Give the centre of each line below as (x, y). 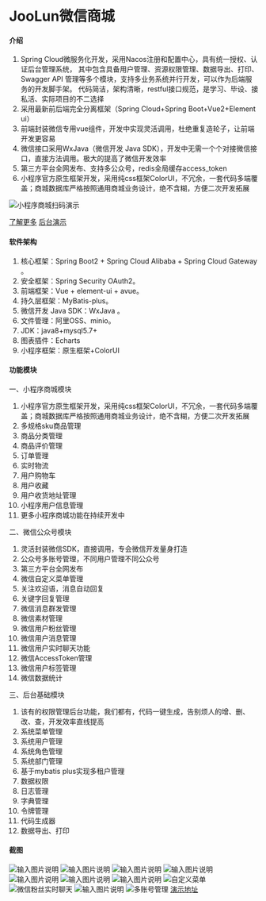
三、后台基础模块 (37, 695)
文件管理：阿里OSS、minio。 (68, 320)
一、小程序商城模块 (40, 389)
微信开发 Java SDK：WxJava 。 (72, 310)
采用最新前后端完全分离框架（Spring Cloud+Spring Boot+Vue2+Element (138, 109)
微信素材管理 (41, 618)
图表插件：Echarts (50, 340)
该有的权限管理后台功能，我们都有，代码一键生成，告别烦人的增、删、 (135, 711)
